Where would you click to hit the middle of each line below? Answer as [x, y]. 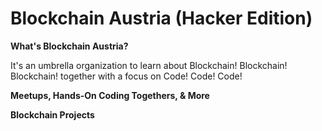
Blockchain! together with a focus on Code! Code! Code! [126, 76]
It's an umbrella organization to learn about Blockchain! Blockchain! [149, 65]
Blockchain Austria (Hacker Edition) [161, 18]
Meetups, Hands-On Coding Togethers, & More [110, 95]
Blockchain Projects [52, 114]
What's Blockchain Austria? [69, 46]
